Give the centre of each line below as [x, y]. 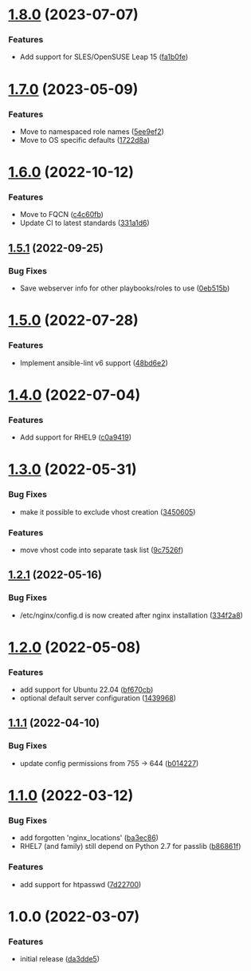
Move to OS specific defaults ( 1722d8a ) [84, 140]
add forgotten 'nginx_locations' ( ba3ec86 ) [89, 838]
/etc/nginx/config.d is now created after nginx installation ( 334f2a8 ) [131, 615]
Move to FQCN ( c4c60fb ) [61, 215]
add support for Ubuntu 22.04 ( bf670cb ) [86, 690]
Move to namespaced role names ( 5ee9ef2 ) [92, 131]
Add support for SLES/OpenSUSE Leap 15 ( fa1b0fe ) [104, 57]
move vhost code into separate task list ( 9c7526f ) [102, 550]
